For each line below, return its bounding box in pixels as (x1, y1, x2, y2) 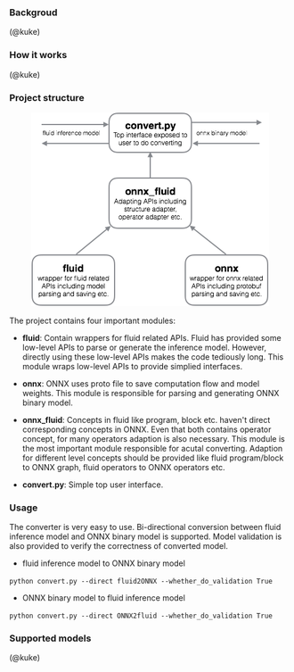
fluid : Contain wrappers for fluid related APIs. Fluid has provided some (21, 332, 282, 343)
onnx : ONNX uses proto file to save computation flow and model (21, 377, 260, 389)
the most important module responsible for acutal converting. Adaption (21, 443, 283, 453)
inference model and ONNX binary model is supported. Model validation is (9, 531, 282, 542)
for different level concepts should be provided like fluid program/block (21, 452, 284, 463)
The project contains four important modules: (9, 315, 176, 326)
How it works (9, 49, 68, 62)
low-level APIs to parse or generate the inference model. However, (21, 342, 267, 353)
